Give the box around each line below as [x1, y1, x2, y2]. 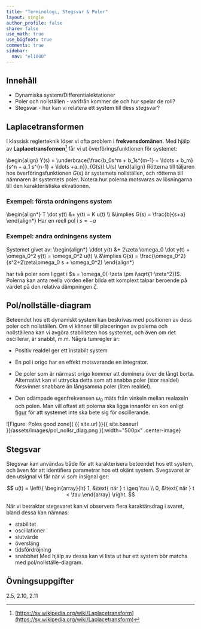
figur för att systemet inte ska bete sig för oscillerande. [14, 409, 151, 416]
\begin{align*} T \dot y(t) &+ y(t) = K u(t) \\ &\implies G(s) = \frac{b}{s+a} [6, 211, 186, 218]
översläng [14, 540, 40, 547]
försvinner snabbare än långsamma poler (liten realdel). [14, 383, 152, 390]
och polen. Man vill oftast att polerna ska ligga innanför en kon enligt [14, 403, 184, 410]
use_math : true [6, 31, 44, 37]
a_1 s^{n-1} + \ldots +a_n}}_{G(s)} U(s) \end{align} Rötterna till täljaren [23, 163, 195, 170]
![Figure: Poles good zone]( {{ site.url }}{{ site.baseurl [6, 421, 139, 428]
